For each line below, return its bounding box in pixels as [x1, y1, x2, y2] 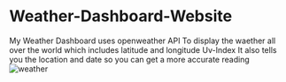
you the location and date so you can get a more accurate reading [9, 54, 250, 64]
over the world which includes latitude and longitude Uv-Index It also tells [9, 44, 277, 55]
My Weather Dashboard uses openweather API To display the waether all [9, 35, 276, 46]
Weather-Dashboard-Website [9, 6, 233, 26]
